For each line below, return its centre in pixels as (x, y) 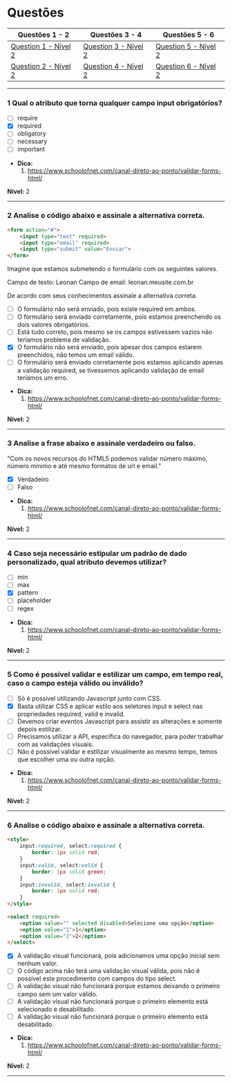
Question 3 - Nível (113, 46)
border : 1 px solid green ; (69, 872)
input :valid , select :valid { (61, 865)
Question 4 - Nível (113, 66)
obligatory (32, 133)
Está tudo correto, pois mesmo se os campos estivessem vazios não (115, 332)
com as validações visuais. (55, 744)
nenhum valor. (38, 963)
